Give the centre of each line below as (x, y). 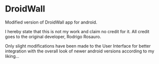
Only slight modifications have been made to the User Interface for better (78, 46)
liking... (12, 56)
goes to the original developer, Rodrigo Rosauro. (53, 37)
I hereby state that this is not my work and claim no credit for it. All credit (77, 31)
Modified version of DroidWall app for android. (51, 22)
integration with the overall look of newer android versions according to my (80, 51)
